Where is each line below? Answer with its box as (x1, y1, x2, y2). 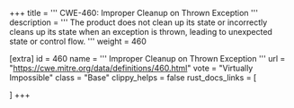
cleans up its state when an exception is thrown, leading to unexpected (9, 27, 272, 37)
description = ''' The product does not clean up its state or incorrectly (9, 17, 268, 28)
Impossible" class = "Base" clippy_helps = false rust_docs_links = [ (9, 72, 257, 83)
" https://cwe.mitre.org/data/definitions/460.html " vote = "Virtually (9, 62, 254, 73)
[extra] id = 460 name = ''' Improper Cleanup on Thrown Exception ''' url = (9, 54, 286, 63)
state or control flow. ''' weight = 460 (9, 36, 147, 46)
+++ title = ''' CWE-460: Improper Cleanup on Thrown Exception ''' (9, 8, 259, 18)
